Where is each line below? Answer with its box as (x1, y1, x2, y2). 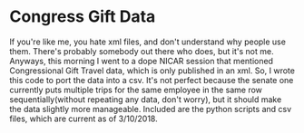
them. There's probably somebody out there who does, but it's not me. (9, 45, 274, 56)
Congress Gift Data (9, 6, 156, 27)
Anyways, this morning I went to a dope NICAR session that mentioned (9, 55, 274, 66)
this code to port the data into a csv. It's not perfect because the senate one (9, 74, 294, 85)
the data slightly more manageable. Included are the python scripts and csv (9, 103, 292, 114)
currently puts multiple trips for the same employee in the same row (9, 84, 263, 95)
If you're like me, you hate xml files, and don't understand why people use (9, 36, 286, 47)
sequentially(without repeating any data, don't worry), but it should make (9, 93, 282, 105)
